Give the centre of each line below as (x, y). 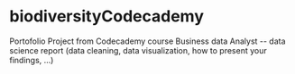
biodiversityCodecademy (107, 16)
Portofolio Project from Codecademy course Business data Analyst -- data (147, 41)
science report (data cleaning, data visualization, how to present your (138, 50)
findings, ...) (32, 60)
